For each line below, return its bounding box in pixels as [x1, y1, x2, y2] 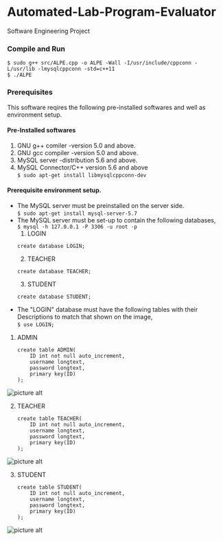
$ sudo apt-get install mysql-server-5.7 [16, 210, 137, 217]
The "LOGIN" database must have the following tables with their [16, 305, 198, 313]
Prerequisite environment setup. [7, 186, 102, 194]
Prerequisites [7, 87, 53, 97]
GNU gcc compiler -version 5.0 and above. [16, 148, 139, 157]
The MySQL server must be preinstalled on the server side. [16, 201, 185, 209]
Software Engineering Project [7, 27, 91, 35]
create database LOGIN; [16, 242, 86, 249]
